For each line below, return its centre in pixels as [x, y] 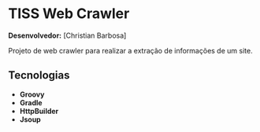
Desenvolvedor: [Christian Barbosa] [67, 35]
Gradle [31, 102]
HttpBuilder [39, 111]
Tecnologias [39, 75]
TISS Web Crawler [69, 14]
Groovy [32, 94]
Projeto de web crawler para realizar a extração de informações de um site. [131, 50]
